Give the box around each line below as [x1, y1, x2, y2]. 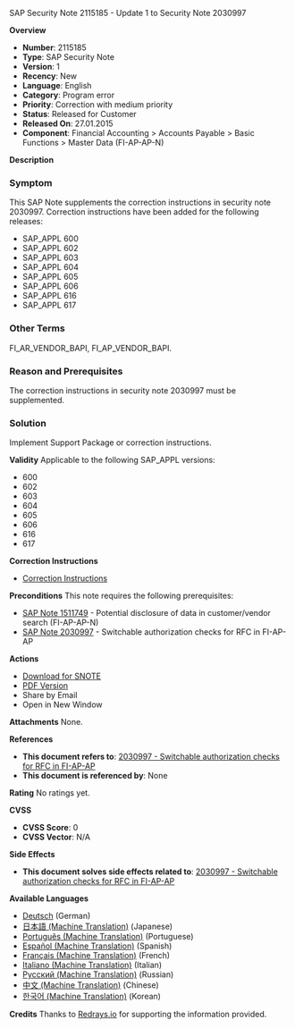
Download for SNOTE [21, 670, 101, 682]
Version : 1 [21, 62, 61, 72]
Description [9, 155, 55, 164]
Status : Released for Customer [21, 109, 137, 119]
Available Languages [9, 893, 89, 904]
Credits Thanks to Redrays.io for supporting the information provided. [9, 1009, 267, 1020]
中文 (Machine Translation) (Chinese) [21, 980, 159, 990]
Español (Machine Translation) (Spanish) [21, 940, 173, 951]
